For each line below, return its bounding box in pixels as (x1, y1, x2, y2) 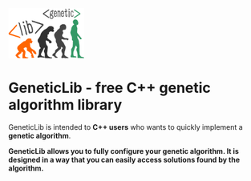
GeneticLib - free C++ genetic (8, 79, 211, 97)
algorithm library (8, 96, 123, 115)
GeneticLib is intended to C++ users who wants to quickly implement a (8, 122, 243, 131)
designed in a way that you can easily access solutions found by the (8, 155, 241, 164)
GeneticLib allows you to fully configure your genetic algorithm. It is (8, 146, 239, 155)
